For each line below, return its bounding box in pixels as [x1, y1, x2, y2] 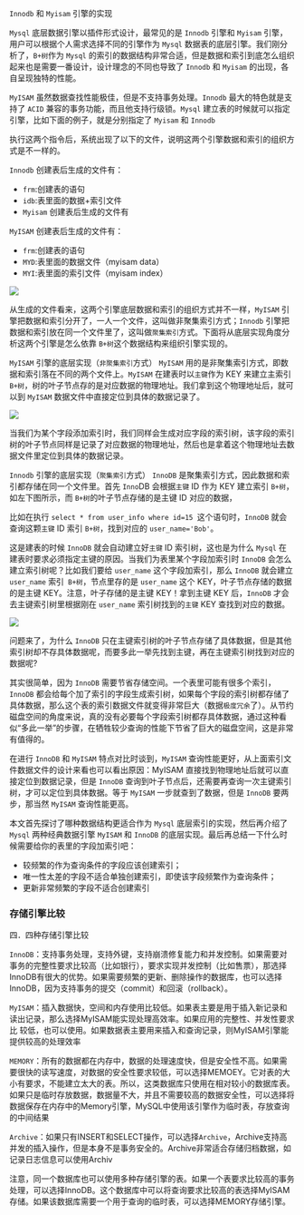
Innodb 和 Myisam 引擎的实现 [9, 8, 113, 18]
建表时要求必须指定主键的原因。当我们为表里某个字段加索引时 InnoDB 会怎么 [9, 554, 292, 564]
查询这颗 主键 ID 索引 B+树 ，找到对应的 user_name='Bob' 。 [9, 523, 219, 534]
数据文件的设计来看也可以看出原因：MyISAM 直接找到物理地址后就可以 [16, 765, 281, 775]
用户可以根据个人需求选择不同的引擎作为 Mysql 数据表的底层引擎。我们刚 [9, 39, 280, 49]
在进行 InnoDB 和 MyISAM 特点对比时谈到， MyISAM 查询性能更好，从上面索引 [9, 753, 284, 764]
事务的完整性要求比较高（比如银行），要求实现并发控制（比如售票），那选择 [9, 960, 287, 971]
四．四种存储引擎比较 [9, 929, 89, 941]
